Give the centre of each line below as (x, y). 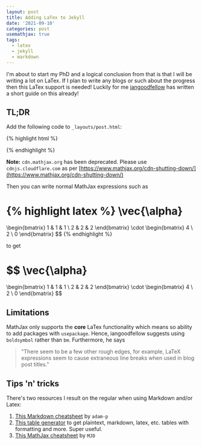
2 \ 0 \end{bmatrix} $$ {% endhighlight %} (59, 234)
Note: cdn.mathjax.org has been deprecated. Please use (77, 162)
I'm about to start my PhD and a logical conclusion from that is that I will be (99, 74)
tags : (13, 40)
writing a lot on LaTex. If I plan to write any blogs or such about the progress (101, 80)
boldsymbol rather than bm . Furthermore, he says (66, 340)
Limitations (28, 312)
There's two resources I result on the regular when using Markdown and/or (99, 398)
